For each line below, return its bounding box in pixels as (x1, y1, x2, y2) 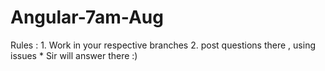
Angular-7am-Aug (10, 6, 164, 29)
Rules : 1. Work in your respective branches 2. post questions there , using (10, 39, 316, 51)
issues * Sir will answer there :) (10, 49, 138, 61)
